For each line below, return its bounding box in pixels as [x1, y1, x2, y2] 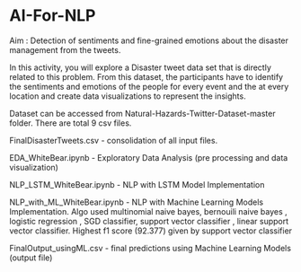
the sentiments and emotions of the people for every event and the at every [9, 81, 289, 92]
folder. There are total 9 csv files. [9, 118, 132, 128]
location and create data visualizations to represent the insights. [9, 91, 246, 101]
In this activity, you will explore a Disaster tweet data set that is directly [9, 62, 272, 73]
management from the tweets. [9, 44, 121, 55]
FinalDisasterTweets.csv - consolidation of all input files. [9, 135, 218, 145]
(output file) [9, 252, 53, 263]
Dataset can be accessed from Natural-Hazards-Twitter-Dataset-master [9, 108, 276, 118]
